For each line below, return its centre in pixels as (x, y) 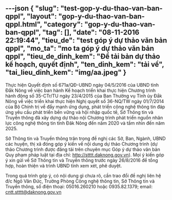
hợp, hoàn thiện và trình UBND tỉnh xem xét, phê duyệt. (64, 166)
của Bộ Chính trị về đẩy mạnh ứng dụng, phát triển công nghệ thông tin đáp (85, 107)
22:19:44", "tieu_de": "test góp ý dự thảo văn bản (86, 41)
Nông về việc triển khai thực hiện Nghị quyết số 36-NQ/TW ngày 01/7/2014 (85, 101)
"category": (63, 24)
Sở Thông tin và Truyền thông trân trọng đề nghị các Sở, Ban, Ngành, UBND (85, 138)
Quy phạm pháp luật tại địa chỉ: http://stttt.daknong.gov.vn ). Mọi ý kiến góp (85, 155)
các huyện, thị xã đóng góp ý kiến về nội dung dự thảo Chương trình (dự (82, 144)
